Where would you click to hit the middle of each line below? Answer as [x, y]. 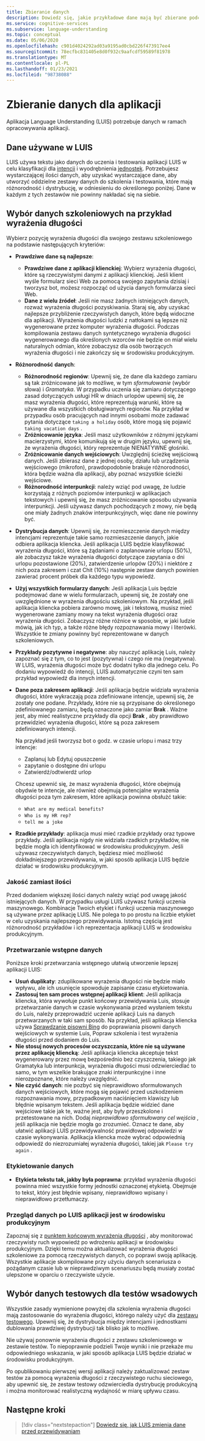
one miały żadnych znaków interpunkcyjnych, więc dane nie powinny [111, 512]
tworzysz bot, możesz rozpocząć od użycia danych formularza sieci [110, 287]
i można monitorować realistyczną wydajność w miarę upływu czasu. [93, 1390]
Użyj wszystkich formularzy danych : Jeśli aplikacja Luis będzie [96, 588]
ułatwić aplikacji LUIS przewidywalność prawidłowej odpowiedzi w [99, 1131]
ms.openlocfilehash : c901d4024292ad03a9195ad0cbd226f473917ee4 [88, 46]
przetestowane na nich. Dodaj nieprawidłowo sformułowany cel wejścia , [107, 1118]
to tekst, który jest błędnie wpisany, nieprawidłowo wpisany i [91, 1192]
